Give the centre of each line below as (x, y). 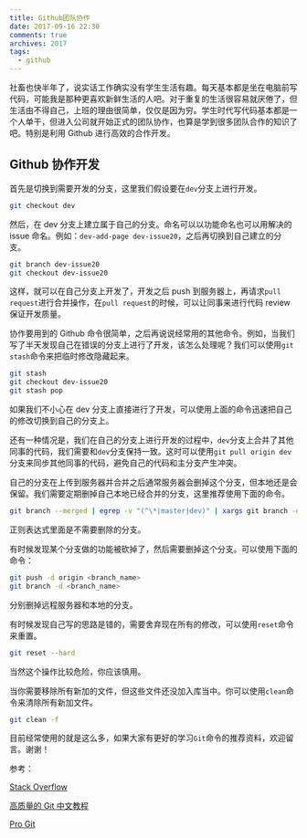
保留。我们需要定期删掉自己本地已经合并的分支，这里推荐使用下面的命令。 (149, 494)
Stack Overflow (39, 787)
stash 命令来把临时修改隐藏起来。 (72, 356)
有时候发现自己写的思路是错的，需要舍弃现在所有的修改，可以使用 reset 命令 (152, 624)
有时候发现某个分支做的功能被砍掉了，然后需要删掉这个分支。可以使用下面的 (153, 549)
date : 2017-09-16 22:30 (55, 26)
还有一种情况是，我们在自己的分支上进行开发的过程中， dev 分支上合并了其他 (152, 440)
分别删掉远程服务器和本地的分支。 (74, 604)
